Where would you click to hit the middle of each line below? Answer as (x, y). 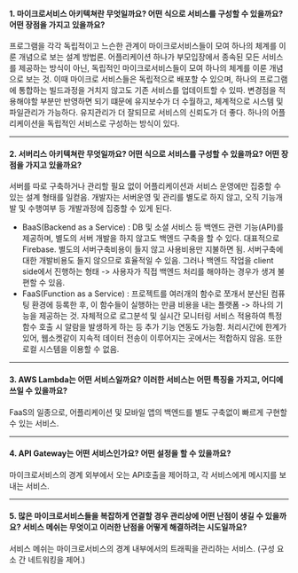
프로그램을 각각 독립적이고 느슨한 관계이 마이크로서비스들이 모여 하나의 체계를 (143, 46)
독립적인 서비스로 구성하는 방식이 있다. (114, 123)
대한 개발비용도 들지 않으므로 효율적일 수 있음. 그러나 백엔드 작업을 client (148, 261)
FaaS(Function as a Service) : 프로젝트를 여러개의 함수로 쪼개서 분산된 (145, 294)
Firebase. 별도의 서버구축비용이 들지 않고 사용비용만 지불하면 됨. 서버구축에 (153, 249)
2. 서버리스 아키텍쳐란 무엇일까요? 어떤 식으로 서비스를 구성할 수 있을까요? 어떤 (144, 153)
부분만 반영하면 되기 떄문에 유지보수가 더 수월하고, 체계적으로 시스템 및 (161, 101)
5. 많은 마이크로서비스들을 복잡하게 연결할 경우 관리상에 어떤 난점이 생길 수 (136, 516)
